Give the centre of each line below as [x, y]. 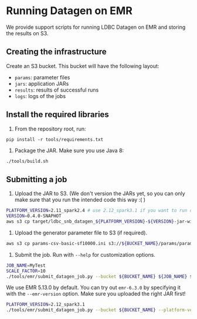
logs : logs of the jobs [40, 96]
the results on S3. [27, 33]
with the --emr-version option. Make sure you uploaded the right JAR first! [96, 294]
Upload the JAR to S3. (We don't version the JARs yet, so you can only [100, 194]
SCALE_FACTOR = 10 [26, 271]
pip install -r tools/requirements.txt [55, 139]
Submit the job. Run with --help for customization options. [85, 254]
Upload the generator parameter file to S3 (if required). [81, 233]
